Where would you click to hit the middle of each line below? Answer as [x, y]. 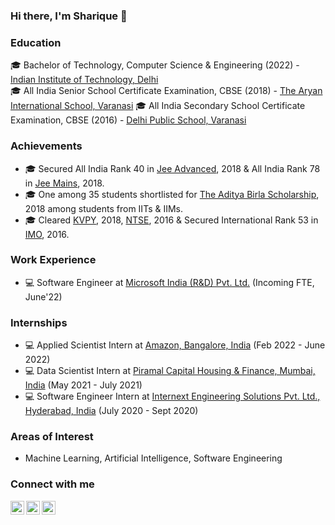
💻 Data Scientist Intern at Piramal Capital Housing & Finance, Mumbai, [170, 371]
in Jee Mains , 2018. [64, 183]
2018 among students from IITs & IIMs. [104, 208]
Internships [39, 322]
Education [36, 42]
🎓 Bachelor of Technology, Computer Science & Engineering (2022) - [155, 65]
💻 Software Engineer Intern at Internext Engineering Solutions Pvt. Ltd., [172, 396]
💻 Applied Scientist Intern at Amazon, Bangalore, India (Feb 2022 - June [175, 345]
